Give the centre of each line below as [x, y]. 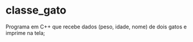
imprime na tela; [25, 33]
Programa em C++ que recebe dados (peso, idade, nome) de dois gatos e [96, 27]
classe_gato [36, 10]
